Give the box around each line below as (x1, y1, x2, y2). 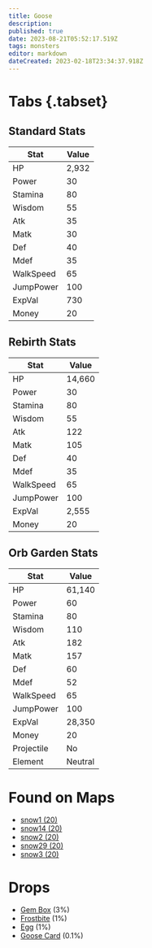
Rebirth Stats (8, 335, 76, 350)
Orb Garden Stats (8, 546, 99, 560)
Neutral (66, 755, 95, 767)
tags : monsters (8, 42, 60, 50)
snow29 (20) (20, 841, 63, 850)
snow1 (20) (20, 815, 59, 825)
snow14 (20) (20, 824, 63, 833)
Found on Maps (8, 788, 115, 807)
